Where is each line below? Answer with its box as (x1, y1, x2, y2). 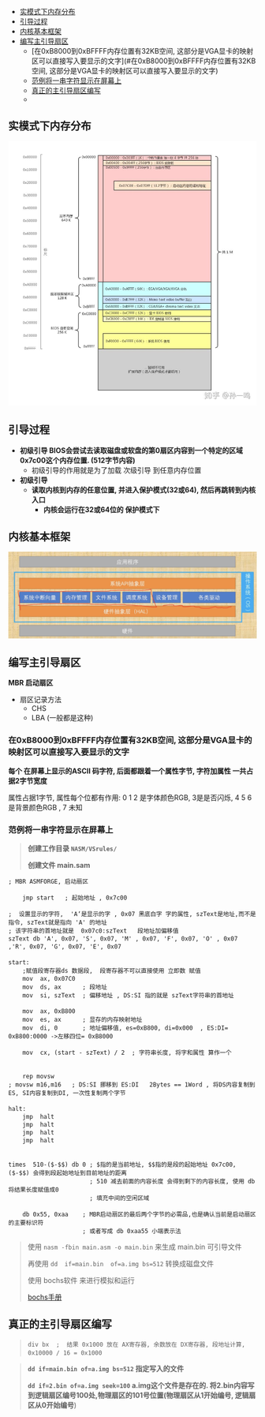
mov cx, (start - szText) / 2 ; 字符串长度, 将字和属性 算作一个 (22, 1049, 232, 1056)
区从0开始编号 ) (27, 1400, 77, 1410)
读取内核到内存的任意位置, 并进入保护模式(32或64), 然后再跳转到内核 (31, 484, 256, 495)
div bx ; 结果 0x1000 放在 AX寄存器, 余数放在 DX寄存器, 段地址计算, (27, 1340, 246, 1348)
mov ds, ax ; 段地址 (22, 983, 108, 991)
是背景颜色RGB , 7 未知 (8, 802, 83, 812)
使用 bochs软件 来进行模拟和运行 (27, 1275, 136, 1284)
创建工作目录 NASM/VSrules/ (27, 843, 118, 853)
